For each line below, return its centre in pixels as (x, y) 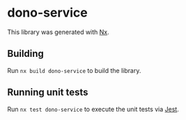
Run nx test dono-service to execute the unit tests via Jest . (93, 109)
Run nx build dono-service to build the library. (74, 70)
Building (25, 54)
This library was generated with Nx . (58, 32)
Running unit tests (48, 93)
